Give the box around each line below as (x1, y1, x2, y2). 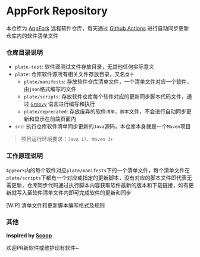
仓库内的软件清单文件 (6, 32, 58, 39)
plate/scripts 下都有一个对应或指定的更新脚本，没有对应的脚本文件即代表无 (6, 174, 192, 181)
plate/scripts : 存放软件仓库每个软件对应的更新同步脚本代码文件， (23, 93, 187, 100)
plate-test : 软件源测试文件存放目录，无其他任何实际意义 (14, 63, 155, 70)
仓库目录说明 (6, 48, 43, 57)
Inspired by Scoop (6, 231, 52, 239)
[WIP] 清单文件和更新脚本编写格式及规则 (6, 202, 105, 209)
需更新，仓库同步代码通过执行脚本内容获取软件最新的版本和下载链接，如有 (6, 181, 189, 188)
